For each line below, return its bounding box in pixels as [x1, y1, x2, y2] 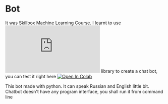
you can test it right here [5, 73, 57, 79]
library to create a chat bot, [100, 68, 158, 74]
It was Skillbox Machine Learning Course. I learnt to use [5, 20, 121, 26]
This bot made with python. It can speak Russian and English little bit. [5, 83, 150, 89]
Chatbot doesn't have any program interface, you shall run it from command [5, 88, 163, 94]
